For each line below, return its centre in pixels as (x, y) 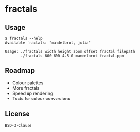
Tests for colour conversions (41, 98)
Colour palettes (28, 83)
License (17, 114)
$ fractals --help (24, 38)
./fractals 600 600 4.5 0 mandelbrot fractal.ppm (72, 56)
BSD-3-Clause (18, 125)
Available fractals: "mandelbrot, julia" (48, 43)
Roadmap (20, 71)
